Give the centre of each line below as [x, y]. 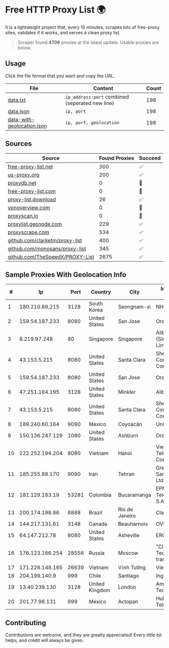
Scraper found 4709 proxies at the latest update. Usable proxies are [88, 42]
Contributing [26, 622]
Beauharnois [133, 524]
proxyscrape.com [28, 232]
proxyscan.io [23, 216]
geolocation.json [27, 126]
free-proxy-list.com [32, 191]
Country [101, 292]
